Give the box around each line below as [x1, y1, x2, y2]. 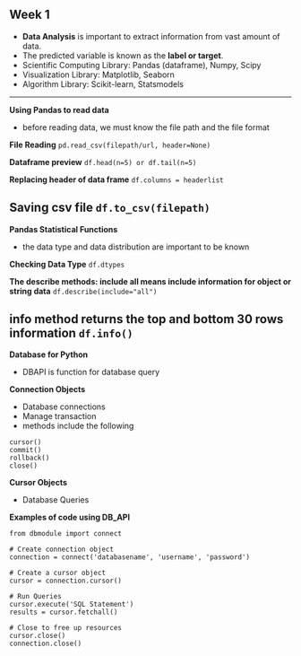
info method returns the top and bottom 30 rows [9, 311, 284, 327]
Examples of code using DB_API [9, 512, 131, 523]
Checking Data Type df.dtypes [9, 258, 125, 269]
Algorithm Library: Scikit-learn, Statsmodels [21, 78, 184, 89]
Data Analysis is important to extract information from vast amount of [21, 31, 280, 41]
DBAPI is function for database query [21, 367, 160, 378]
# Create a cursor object [9, 569, 106, 578]
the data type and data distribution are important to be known [21, 241, 250, 252]
